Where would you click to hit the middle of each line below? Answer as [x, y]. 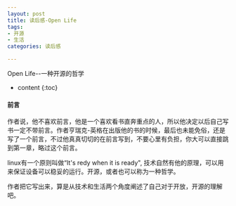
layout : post [26, 14]
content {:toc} [38, 88]
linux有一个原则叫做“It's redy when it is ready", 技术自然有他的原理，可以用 [116, 163]
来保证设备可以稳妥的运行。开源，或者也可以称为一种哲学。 [93, 172]
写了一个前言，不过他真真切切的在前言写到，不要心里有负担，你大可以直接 [115, 139]
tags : [15, 27]
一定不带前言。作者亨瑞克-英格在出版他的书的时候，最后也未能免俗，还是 [119, 130]
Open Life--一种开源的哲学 [46, 73]
